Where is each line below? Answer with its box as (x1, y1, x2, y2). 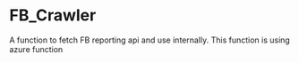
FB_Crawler (9, 5, 97, 26)
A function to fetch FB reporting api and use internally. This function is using (9, 35, 291, 45)
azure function (9, 43, 64, 54)
